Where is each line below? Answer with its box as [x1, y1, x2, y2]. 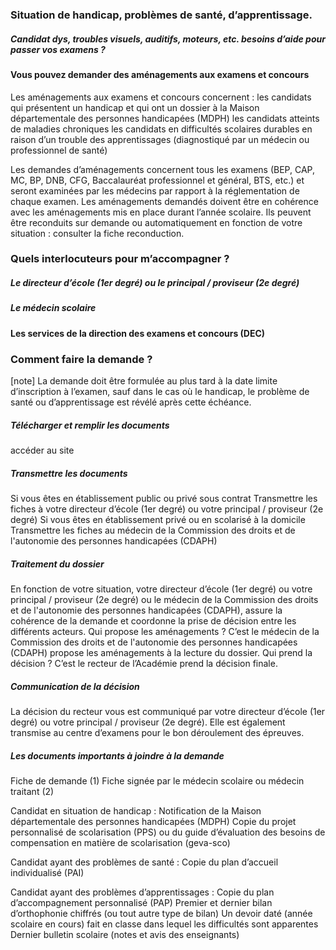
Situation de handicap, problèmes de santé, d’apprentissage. [10, 8, 313, 22]
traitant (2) [10, 785, 55, 797]
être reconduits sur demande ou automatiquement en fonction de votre [10, 216, 303, 228]
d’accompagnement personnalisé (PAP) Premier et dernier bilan [10, 896, 273, 908]
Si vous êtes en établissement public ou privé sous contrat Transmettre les [10, 493, 318, 504]
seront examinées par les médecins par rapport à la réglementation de [10, 184, 300, 197]
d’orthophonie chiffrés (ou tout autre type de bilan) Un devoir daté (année [10, 907, 313, 919]
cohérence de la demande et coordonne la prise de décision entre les [10, 614, 297, 627]
